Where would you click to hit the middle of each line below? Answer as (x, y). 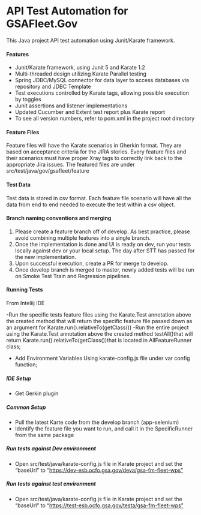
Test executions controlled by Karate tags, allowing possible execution (102, 93)
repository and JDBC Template (53, 87)
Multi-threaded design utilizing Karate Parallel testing (81, 74)
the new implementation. (45, 257)
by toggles (28, 100)
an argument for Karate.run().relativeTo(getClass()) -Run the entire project (97, 327)
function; (26, 365)
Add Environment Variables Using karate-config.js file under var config (102, 358)
